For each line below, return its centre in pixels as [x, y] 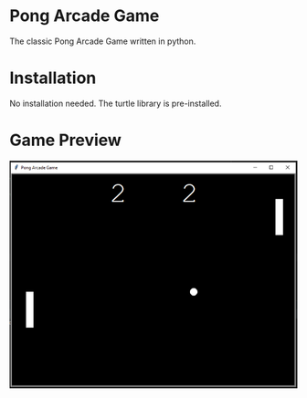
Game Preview [65, 140]
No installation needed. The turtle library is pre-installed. [116, 103]
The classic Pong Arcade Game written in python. [103, 41]
